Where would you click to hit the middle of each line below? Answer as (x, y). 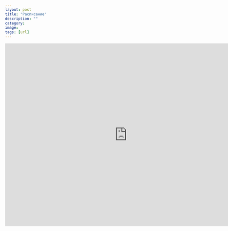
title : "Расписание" (26, 14)
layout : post (18, 10)
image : (12, 28)
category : (15, 23)
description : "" (21, 19)
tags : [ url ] (17, 32)
